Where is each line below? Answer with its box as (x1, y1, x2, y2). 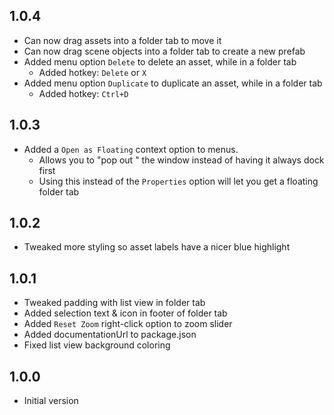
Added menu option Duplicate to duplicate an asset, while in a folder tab (23, 77, 323, 89)
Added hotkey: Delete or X (38, 66, 147, 78)
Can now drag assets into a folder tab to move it (23, 34, 222, 46)
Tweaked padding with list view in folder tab (23, 297, 206, 309)
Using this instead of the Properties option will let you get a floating (38, 175, 319, 187)
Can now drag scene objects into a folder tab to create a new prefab (23, 45, 306, 57)
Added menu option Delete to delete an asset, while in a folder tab (23, 55, 297, 68)
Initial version (23, 395, 79, 407)
